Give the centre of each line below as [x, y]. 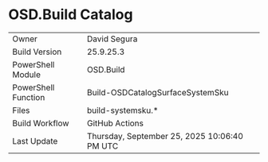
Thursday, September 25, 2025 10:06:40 [165, 136]
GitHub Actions [115, 123]
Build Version [37, 52]
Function [29, 97]
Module [27, 75]
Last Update [35, 141]
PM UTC [102, 146]
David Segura [112, 39]
